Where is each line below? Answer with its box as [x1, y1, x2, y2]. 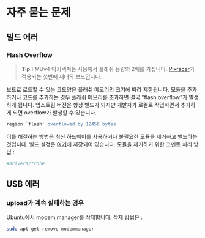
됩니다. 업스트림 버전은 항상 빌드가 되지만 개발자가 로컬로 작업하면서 [17, 101, 179, 108]
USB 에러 [6, 179, 40, 190]
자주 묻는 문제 [6, 6, 71, 20]
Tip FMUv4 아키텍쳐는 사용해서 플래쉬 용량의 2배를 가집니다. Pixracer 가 [21, 65, 195, 72]
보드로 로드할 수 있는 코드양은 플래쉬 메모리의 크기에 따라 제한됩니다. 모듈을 [6, 86, 186, 93]
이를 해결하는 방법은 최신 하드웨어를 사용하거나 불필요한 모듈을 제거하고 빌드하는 [6, 133, 198, 140]
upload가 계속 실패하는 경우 [6, 198, 84, 207]
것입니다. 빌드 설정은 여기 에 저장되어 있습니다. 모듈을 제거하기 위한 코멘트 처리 [6, 140, 193, 147]
